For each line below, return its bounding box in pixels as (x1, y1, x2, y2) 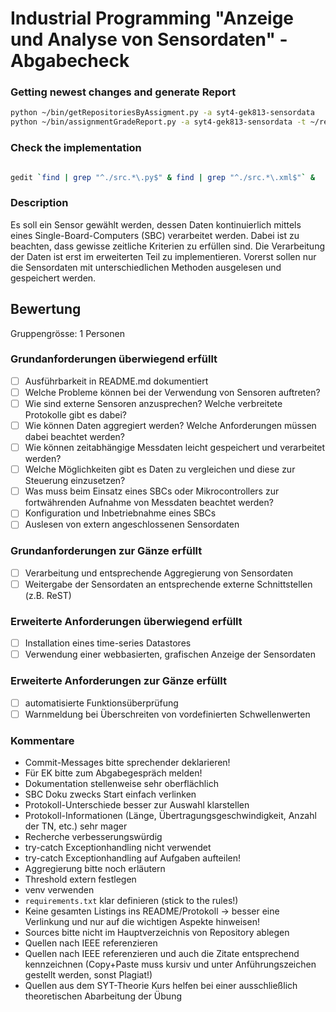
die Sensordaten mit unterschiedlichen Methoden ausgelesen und (10, 261, 282, 273)
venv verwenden (24, 883, 95, 896)
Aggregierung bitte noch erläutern (24, 862, 166, 874)
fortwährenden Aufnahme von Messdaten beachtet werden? (24, 497, 274, 509)
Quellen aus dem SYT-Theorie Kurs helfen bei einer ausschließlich (24, 979, 298, 991)
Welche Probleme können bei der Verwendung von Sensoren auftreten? (24, 386, 321, 398)
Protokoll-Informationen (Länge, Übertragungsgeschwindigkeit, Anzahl (24, 809, 317, 821)
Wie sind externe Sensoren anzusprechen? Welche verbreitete (24, 397, 283, 409)
